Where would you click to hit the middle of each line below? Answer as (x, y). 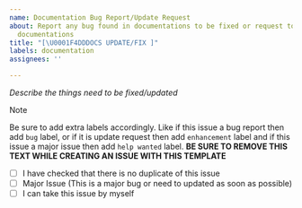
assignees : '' (36, 59)
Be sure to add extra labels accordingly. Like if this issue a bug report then (147, 127)
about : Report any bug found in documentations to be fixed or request (146, 26)
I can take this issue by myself (78, 194)
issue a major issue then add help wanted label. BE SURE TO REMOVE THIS (148, 146)
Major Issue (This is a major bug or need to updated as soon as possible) (157, 184)
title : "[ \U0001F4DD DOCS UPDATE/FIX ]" (84, 43)
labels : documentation (52, 51)
